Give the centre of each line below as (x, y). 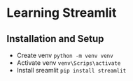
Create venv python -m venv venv (65, 55)
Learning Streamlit (62, 13)
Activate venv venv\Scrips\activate (69, 63)
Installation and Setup (55, 39)
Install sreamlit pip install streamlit (71, 70)
